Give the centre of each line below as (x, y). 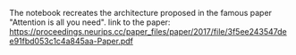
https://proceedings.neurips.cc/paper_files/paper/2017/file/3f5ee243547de (148, 31)
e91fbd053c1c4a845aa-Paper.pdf (72, 41)
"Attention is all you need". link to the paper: (90, 22)
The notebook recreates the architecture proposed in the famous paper (141, 13)
